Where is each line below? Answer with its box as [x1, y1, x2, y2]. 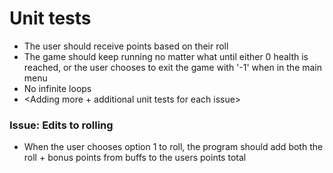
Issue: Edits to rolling [9, 118, 114, 132]
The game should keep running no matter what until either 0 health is [23, 50, 309, 62]
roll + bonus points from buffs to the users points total [23, 152, 247, 164]
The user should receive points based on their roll [23, 40, 229, 52]
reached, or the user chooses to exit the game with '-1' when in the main [23, 61, 323, 73]
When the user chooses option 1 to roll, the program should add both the [23, 141, 324, 153]
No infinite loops [23, 82, 92, 94]
